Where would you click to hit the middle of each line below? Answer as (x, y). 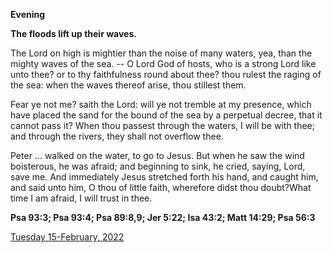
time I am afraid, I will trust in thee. (81, 198)
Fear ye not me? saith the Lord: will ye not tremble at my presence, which (161, 104)
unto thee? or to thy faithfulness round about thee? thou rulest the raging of (166, 74)
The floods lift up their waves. (73, 33)
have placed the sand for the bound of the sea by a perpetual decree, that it (166, 115)
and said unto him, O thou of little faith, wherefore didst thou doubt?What (161, 187)
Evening (28, 14)
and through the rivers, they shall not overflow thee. (117, 136)
